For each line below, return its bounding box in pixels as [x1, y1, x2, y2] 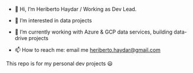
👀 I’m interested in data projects [14, 17, 93, 24]
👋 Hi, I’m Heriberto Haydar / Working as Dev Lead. [14, 6, 137, 12]
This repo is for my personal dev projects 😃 [6, 60, 113, 67]
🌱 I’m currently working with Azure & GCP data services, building [14, 28, 173, 35]
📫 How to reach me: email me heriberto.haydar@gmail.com [14, 47, 161, 53]
